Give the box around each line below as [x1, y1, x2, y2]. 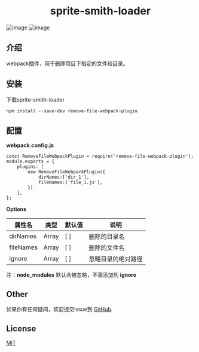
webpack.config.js [6, 142, 54, 149]
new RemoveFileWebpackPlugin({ [27, 169, 106, 175]
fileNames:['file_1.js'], [38, 179, 103, 186]
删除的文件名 [88, 244, 125, 252]
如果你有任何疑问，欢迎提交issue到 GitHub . [6, 306, 113, 313]
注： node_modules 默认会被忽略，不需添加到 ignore [6, 271, 136, 278]
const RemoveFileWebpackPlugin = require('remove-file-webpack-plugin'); [6, 154, 194, 160]
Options [6, 206, 27, 213]
